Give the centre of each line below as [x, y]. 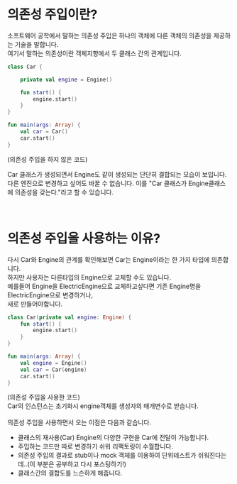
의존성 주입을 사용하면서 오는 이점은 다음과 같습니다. [79, 422]
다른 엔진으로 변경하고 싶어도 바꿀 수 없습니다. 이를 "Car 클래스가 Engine [108, 183]
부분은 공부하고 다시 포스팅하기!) [81, 464]
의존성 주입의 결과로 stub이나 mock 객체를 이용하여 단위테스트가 [107, 456]
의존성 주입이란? [53, 15]
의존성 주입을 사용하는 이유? [84, 238]
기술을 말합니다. [37, 44]
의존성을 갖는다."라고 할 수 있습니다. [64, 192]
